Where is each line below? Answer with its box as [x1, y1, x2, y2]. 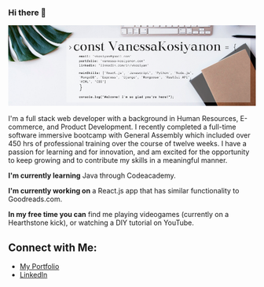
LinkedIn [19, 270, 48, 280]
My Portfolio [19, 262, 60, 271]
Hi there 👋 [8, 7, 47, 18]
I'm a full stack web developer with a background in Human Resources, [8, 114, 239, 123]
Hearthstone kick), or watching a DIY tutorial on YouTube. [8, 218, 194, 227]
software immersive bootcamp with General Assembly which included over [8, 131, 251, 140]
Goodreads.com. [8, 194, 63, 204]
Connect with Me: [8, 241, 97, 254]
